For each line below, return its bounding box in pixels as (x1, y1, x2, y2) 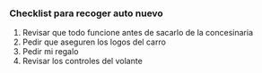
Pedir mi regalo (22, 46, 79, 57)
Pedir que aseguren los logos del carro (22, 36, 166, 47)
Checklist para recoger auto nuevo (9, 7, 163, 20)
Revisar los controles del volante (22, 56, 144, 67)
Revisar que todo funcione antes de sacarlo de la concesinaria (22, 28, 254, 38)
